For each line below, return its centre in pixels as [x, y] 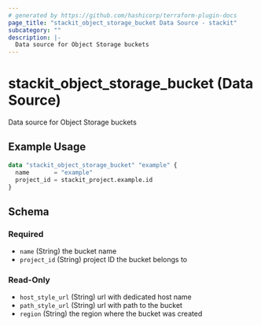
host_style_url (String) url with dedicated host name [106, 297]
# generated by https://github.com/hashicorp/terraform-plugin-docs [123, 15]
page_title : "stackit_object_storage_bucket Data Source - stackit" [123, 23]
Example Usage [47, 147]
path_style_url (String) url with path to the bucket [101, 306]
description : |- [35, 37]
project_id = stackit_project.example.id [84, 180]
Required [26, 234]
